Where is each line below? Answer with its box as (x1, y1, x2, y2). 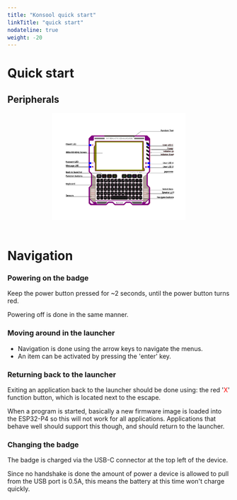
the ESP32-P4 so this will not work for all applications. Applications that (7, 414, 216, 423)
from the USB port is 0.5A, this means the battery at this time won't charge (7, 477, 225, 486)
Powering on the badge (7, 273, 89, 283)
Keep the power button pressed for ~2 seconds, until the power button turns (7, 289, 230, 298)
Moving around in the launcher (7, 328, 115, 338)
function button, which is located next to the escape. (7, 393, 161, 401)
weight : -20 (7, 34, 42, 41)
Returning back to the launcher (7, 370, 117, 379)
